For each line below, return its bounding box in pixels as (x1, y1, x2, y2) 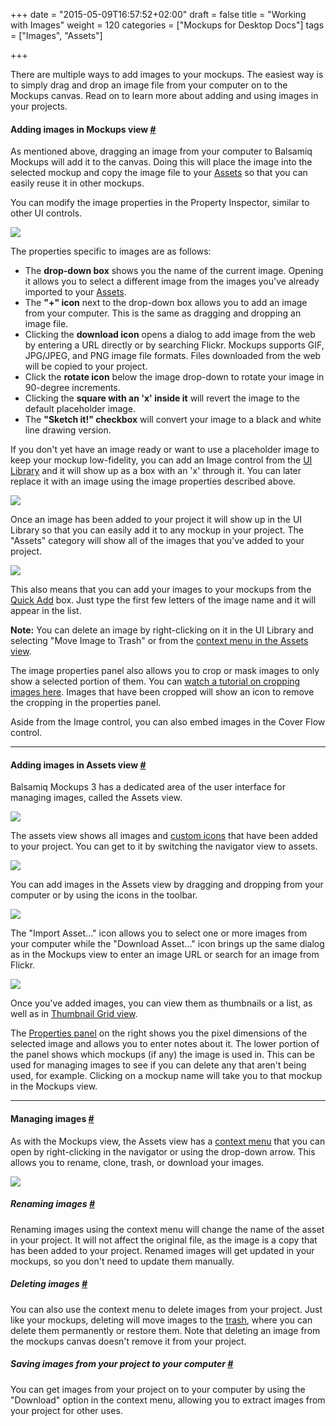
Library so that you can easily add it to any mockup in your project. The (10, 524, 305, 536)
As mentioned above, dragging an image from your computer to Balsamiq (10, 145, 313, 158)
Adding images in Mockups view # (10, 123, 157, 135)
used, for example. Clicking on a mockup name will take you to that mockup (10, 1070, 323, 1082)
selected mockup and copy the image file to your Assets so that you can (10, 167, 308, 179)
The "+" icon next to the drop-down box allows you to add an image (24, 297, 308, 309)
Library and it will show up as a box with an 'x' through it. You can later (10, 465, 302, 477)
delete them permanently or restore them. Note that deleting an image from (10, 1324, 321, 1336)
